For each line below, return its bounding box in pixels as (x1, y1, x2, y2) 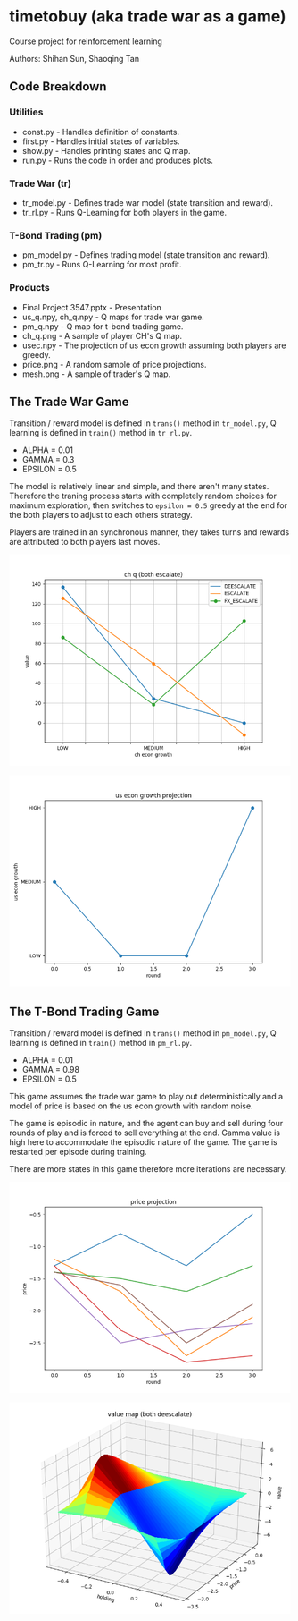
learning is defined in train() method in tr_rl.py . (9, 428, 193, 438)
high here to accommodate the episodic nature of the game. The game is (9, 1137, 278, 1148)
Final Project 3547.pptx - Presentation (21, 301, 162, 312)
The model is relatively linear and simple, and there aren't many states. (9, 481, 269, 492)
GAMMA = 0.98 (21, 1065, 80, 1075)
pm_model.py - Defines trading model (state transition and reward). (21, 250, 270, 260)
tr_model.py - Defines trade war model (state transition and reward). (21, 197, 274, 208)
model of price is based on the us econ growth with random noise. (9, 1100, 253, 1111)
